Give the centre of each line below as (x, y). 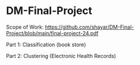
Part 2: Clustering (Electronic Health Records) (61, 56)
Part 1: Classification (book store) (46, 45)
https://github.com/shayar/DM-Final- (89, 27)
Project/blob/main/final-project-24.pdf (52, 33)
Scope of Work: (25, 27)
